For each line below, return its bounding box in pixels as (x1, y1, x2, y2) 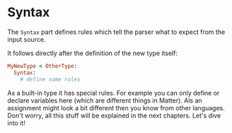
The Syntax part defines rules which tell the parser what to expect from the (7, 28, 226, 36)
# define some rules (20, 76, 81, 83)
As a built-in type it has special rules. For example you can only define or (7, 88, 220, 97)
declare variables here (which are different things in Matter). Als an (7, 96, 203, 105)
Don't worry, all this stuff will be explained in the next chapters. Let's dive (7, 111, 221, 120)
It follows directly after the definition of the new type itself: (7, 49, 178, 57)
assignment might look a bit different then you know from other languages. (7, 103, 225, 112)
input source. (7, 35, 46, 43)
